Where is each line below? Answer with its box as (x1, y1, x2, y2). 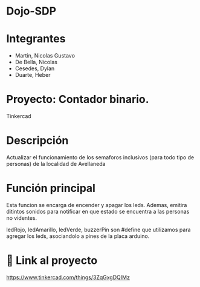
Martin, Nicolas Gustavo (15, 52, 76, 59)
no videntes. (6, 214, 37, 222)
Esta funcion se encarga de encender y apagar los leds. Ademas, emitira (6, 201, 187, 208)
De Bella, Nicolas (15, 59, 57, 66)
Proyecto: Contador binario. (6, 93, 149, 107)
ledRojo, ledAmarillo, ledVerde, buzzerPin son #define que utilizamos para (6, 226, 192, 233)
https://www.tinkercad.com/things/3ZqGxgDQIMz (6, 274, 130, 281)
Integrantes (6, 32, 66, 46)
